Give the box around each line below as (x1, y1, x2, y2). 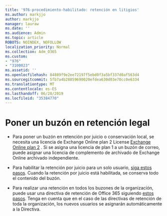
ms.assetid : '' (5, 68, 37, 73)
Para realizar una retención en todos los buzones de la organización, (12, 185, 154, 191)
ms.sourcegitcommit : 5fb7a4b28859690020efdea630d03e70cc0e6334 (5, 77, 140, 82)
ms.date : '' (5, 26, 30, 31)
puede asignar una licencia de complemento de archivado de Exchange (12, 149, 160, 155)
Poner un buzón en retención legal (5, 117, 150, 128)
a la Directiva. (12, 206, 41, 212)
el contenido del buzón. (12, 175, 61, 181)
